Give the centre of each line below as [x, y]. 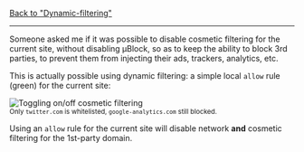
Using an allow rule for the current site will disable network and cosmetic [146, 128]
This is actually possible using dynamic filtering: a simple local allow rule [145, 76]
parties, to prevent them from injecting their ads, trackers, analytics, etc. [144, 58]
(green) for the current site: [60, 85]
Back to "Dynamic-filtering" [61, 13]
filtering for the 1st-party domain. [71, 138]
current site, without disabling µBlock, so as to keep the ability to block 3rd [148, 48]
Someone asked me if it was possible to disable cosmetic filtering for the [145, 39]
